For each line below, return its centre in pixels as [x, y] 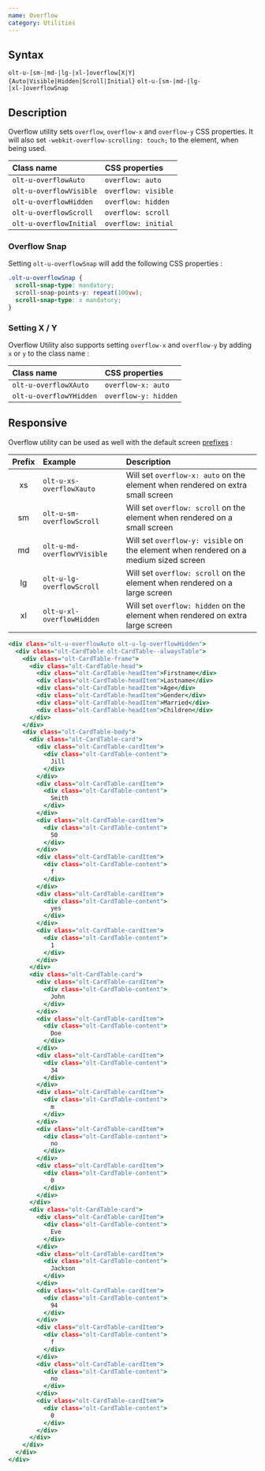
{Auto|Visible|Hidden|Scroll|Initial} [72, 81]
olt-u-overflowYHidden [54, 396]
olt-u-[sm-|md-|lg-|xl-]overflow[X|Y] [72, 73]
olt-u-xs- [61, 481]
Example [60, 462]
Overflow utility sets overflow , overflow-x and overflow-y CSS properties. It [131, 132]
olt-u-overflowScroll [52, 213]
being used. [28, 149]
